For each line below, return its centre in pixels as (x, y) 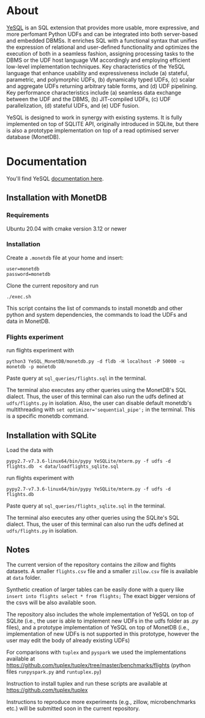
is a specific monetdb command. (47, 416)
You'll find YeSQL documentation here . (55, 179)
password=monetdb (28, 274)
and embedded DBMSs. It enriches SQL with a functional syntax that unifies (102, 40)
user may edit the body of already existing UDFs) (68, 640)
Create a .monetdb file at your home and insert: (65, 257)
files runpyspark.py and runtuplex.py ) (54, 672)
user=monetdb (23, 269)
